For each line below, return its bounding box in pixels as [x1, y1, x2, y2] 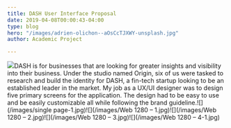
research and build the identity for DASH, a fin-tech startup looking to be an [7, 77, 225, 85]
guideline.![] [168, 98, 204, 107]
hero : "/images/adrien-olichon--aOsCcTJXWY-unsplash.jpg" [7, 29, 179, 37]
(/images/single [7, 106, 52, 114]
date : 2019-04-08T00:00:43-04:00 [7, 17, 104, 24]
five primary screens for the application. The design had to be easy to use [7, 91, 219, 100]
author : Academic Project [7, 36, 82, 43]
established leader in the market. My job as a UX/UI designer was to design [7, 84, 223, 92]
